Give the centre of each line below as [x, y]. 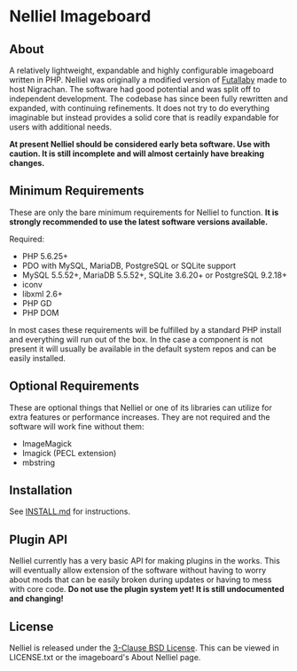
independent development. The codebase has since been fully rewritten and [148, 99]
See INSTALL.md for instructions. [70, 511]
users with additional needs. [61, 127]
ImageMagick [47, 443]
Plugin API [39, 539]
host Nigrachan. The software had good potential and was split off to [135, 89]
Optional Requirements [74, 387]
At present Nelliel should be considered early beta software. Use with [140, 144]
